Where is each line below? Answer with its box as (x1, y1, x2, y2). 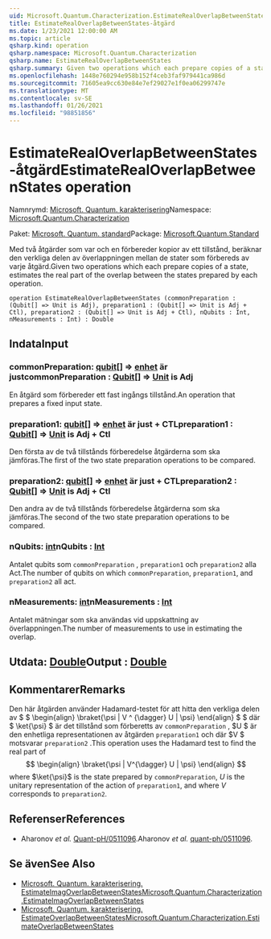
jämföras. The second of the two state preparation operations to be (9, 512, 230, 522)
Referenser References (9, 813, 125, 826)
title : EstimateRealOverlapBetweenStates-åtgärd (9, 19, 175, 27)
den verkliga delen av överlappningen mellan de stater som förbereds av (9, 253, 250, 263)
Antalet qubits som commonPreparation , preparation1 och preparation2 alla (9, 559, 257, 569)
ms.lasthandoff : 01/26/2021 (9, 101, 104, 110)
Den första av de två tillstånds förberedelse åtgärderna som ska (9, 446, 220, 456)
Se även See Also (9, 857, 96, 871)
